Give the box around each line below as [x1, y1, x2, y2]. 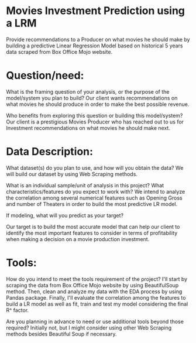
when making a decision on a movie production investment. [6, 235, 150, 242]
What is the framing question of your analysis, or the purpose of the [6, 88, 170, 95]
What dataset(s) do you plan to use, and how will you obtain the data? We [6, 164, 184, 171]
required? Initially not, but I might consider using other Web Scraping [6, 324, 172, 331]
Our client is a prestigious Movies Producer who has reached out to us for [6, 118, 184, 125]
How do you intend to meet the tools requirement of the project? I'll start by [6, 275, 188, 282]
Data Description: [6, 145, 94, 159]
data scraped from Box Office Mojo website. [6, 48, 113, 55]
